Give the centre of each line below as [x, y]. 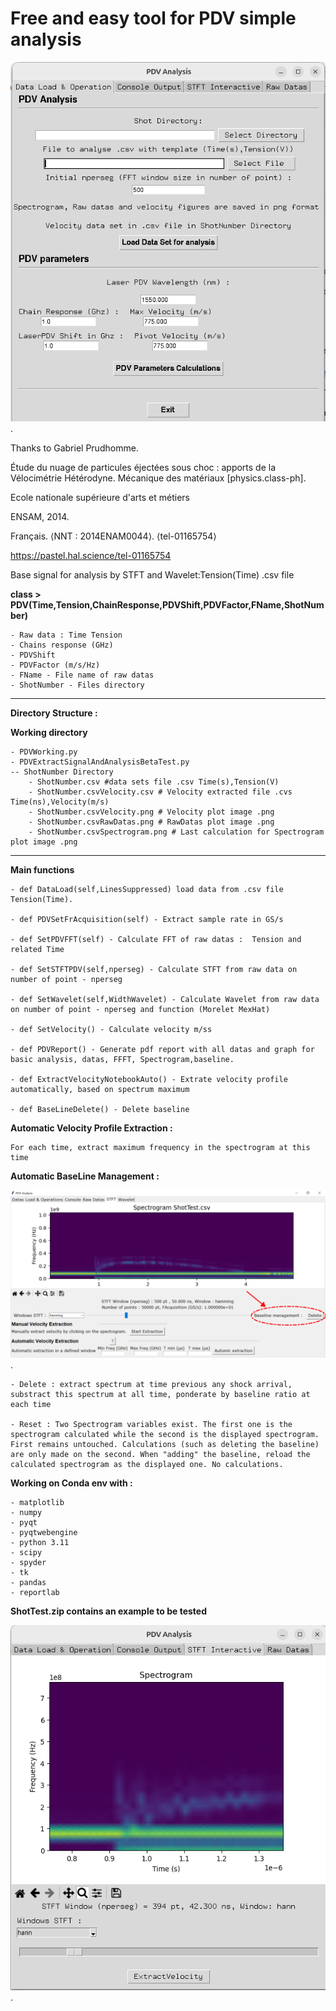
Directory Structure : [54, 713]
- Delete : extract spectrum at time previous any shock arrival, [151, 1384]
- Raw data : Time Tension [66, 635]
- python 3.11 [40, 1542]
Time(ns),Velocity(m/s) [60, 802]
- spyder [28, 1562]
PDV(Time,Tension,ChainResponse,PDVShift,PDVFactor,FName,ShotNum [167, 605]
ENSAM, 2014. [40, 517]
